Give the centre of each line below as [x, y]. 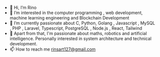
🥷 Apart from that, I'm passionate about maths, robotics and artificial [78, 33]
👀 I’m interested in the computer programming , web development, [76, 13]
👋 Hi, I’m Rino [23, 8]
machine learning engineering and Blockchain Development [70, 18]
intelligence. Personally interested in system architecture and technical [80, 38]
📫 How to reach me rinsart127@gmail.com [53, 49]
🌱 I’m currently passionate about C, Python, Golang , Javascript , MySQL [82, 23]
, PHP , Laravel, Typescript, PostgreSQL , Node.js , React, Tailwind [76, 28]
